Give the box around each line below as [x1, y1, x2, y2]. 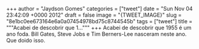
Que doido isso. [6, 37, 45, 44]
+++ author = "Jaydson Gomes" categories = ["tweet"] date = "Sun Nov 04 [6, 5, 193, 12]
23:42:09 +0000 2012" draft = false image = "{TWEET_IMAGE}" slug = [6, 11, 182, 19]
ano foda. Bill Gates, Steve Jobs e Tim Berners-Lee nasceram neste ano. [6, 30, 187, 38]
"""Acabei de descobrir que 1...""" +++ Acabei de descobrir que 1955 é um [6, 24, 192, 31]
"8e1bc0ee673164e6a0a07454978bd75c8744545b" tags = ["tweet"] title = [6, 18, 193, 24]
